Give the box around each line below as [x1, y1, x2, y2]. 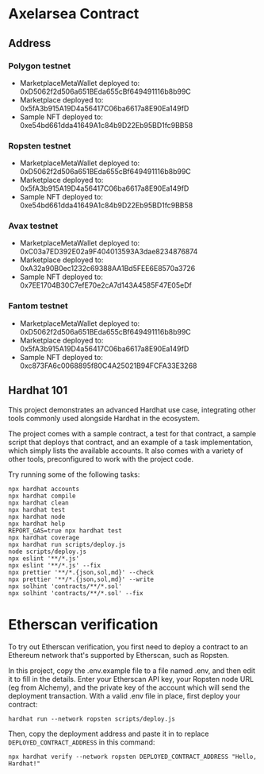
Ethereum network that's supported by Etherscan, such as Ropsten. [8, 650, 230, 660]
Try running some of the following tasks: [8, 470, 140, 479]
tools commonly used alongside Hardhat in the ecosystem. [8, 413, 201, 423]
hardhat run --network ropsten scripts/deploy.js [8, 714, 176, 723]
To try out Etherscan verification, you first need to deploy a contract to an [8, 641, 248, 652]
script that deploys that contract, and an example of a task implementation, [8, 437, 254, 447]
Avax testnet [8, 220, 59, 231]
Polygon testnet [8, 60, 71, 72]
